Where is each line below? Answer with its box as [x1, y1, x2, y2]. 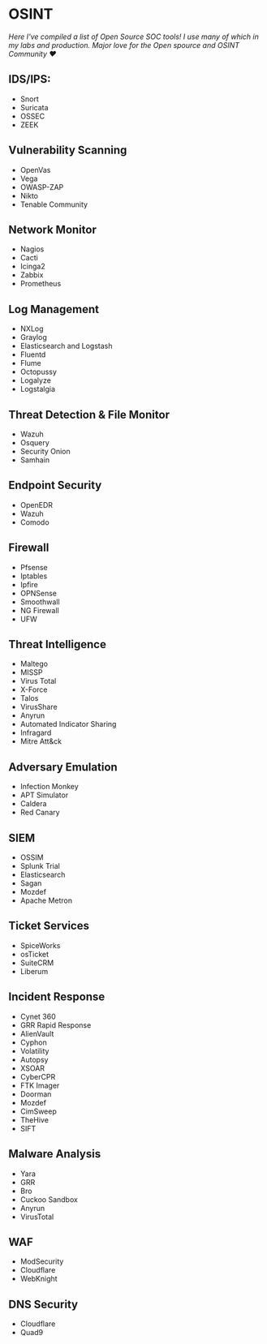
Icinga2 [19, 261, 46, 272]
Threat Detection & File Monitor [8, 407, 170, 422]
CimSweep [19, 1106, 57, 1116]
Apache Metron [19, 895, 73, 905]
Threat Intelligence [8, 638, 107, 651]
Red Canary [19, 808, 60, 818]
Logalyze [19, 376, 51, 385]
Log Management [8, 302, 100, 316]
